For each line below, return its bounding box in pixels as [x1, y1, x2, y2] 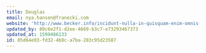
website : [6, 20, 29, 26]
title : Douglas [6, 9, 45, 15]
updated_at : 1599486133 [6, 32, 67, 38]
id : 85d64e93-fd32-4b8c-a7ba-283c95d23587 [6, 37, 116, 43]
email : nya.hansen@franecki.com [6, 15, 89, 21]
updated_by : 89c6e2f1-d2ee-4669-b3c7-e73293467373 [6, 26, 139, 32]
